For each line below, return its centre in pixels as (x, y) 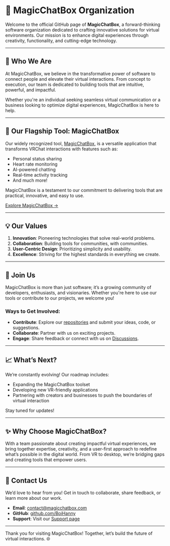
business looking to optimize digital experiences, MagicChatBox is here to (82, 105)
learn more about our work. (34, 498)
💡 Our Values (26, 226)
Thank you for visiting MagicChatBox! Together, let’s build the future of (79, 533)
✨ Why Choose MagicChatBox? (56, 431)
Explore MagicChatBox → (32, 205)
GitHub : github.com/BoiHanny (44, 513)
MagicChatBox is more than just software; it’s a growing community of (78, 287)
